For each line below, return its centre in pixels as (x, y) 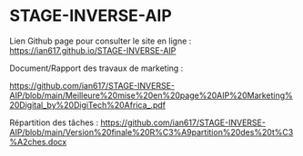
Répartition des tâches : (54, 122)
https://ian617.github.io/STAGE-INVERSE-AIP (93, 50)
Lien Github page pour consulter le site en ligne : (101, 41)
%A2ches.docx (38, 141)
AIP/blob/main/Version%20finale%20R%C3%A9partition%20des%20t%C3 (151, 132)
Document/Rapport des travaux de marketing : (96, 68)
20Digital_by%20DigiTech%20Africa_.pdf (88, 104)
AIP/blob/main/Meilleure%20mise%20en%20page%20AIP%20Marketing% (151, 95)
